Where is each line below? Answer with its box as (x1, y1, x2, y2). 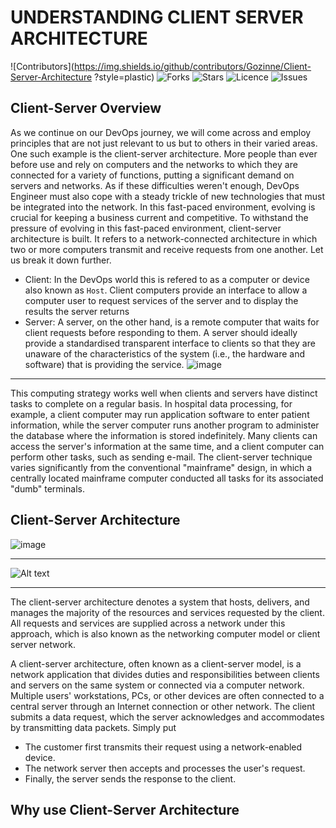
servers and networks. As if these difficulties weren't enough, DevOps (10, 179, 300, 191)
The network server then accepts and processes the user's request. (24, 762, 306, 774)
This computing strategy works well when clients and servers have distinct (10, 387, 318, 399)
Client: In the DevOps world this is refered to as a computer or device (24, 273, 310, 285)
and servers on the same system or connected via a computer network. (10, 679, 305, 691)
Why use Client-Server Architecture (10, 801, 240, 818)
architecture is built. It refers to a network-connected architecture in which (10, 232, 318, 245)
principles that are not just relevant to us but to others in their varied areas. (10, 137, 318, 149)
